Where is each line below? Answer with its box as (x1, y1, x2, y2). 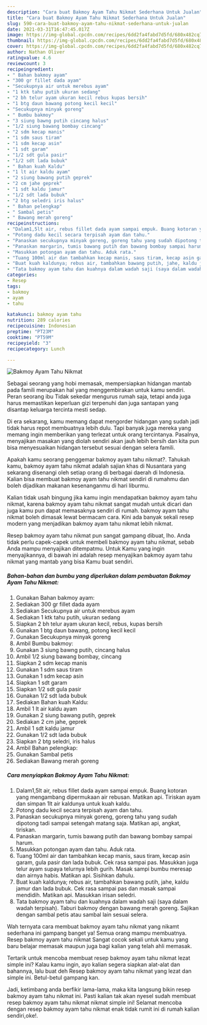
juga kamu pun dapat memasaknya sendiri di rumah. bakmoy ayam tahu (7, 507, 189, 514)
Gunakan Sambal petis (15, 751, 73, 758)
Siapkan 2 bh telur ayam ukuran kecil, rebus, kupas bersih (15, 620, 163, 627)
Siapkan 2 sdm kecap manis (15, 659, 88, 667)
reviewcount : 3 (7, 60, 46, 66)
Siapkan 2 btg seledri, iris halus (15, 738, 96, 745)
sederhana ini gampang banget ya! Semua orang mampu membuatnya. (7, 929, 187, 937)
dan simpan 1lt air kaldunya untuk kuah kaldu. (15, 800, 131, 807)
